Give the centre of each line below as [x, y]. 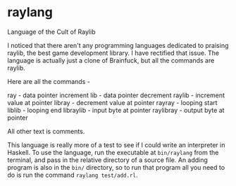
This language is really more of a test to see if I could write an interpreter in [116, 144]
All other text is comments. [46, 131]
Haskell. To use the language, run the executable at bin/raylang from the [113, 152]
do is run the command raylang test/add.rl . [73, 175]
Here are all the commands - [49, 81]
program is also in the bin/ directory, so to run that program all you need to [116, 167]
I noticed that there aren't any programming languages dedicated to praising [118, 45]
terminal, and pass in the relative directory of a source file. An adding [107, 160]
